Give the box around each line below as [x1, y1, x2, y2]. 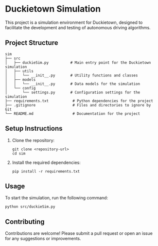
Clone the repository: [12, 137, 55, 143]
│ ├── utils [5, 69, 34, 73]
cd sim [12, 151, 26, 156]
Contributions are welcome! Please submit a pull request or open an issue [5, 230, 153, 236]
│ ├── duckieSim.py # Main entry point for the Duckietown [5, 60, 151, 65]
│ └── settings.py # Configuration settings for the [5, 90, 140, 95]
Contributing [5, 217, 45, 226]
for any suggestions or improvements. [5, 236, 81, 242]
